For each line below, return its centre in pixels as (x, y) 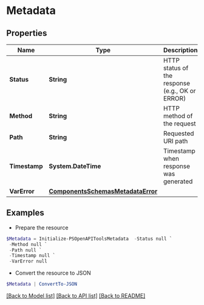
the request (179, 124)
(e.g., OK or (179, 91)
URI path (175, 141)
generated (178, 181)
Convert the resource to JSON (53, 273)
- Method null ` (28, 244)
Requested (178, 133)
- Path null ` (25, 250)
